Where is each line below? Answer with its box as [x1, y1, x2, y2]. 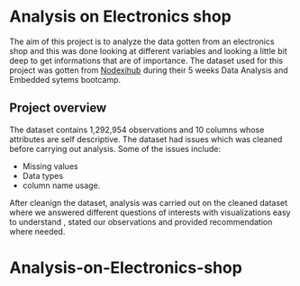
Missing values [22, 160, 78, 172]
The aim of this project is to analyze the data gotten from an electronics [9, 36, 275, 47]
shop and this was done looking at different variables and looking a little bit [9, 45, 287, 56]
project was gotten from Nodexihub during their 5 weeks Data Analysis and [9, 65, 288, 76]
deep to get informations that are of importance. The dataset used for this [9, 55, 284, 66]
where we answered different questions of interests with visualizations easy [9, 207, 291, 218]
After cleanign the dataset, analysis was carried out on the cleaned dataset [9, 197, 288, 208]
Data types [22, 170, 64, 181]
